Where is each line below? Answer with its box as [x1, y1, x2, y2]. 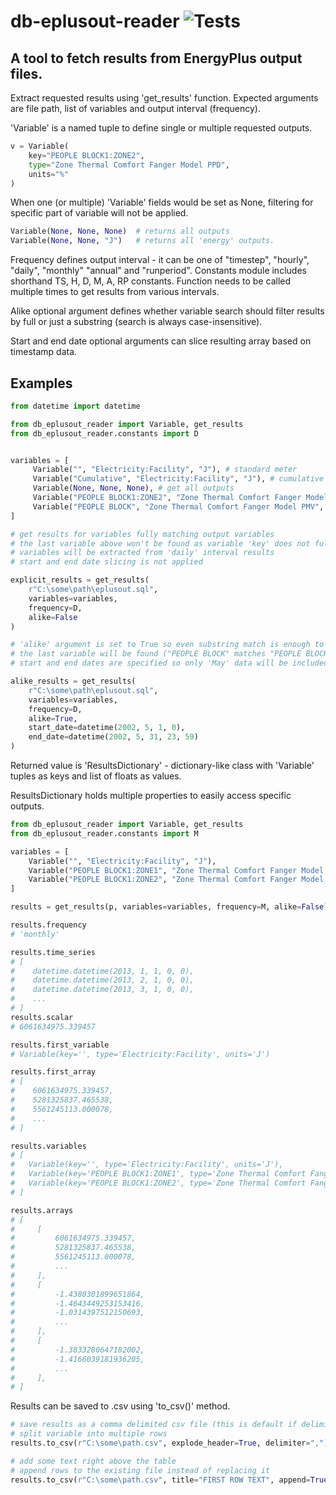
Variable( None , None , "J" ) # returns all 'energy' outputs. [10, 236, 275, 246]
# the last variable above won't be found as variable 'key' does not [10, 538, 311, 549]
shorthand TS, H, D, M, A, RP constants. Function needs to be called [10, 275, 292, 287]
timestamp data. [10, 346, 78, 358]
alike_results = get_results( [10, 676, 137, 687]
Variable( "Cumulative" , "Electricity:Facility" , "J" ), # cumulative [32, 474, 325, 484]
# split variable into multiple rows [10, 1429, 168, 1439]
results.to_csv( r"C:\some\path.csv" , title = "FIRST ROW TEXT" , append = [10, 1475, 311, 1485]
